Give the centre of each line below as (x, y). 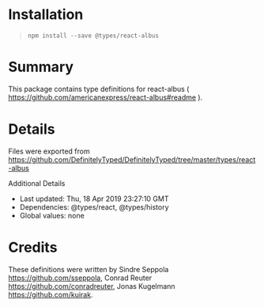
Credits (33, 248)
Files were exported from (49, 151)
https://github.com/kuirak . (51, 294)
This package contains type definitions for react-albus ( (99, 89)
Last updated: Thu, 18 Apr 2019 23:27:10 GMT (94, 199)
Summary (41, 67)
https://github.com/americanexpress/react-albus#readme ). (106, 97)
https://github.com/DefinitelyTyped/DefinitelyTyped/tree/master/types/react (132, 159)
